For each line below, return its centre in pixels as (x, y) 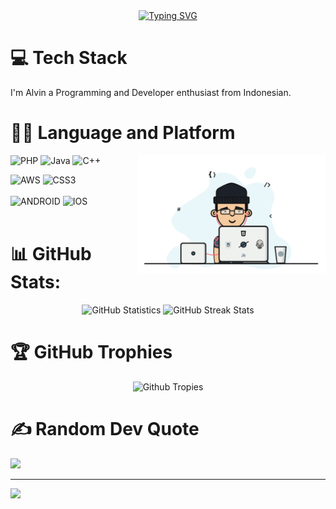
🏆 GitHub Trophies (91, 352)
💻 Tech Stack (69, 58)
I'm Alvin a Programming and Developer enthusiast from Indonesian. (151, 92)
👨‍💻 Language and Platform (123, 133)
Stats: (36, 282)
